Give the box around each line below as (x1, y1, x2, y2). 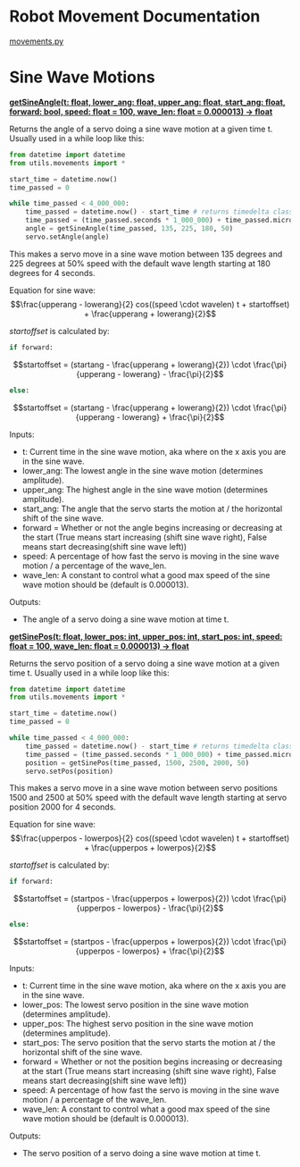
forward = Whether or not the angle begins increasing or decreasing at (21, 522, 283, 533)
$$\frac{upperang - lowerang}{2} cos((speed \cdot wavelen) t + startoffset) (10, 298, 290, 309)
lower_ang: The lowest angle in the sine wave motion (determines (21, 465, 263, 475)
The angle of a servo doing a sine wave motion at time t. (21, 614, 229, 625)
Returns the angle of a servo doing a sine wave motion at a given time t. (9, 123, 273, 134)
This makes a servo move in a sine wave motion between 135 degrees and (9, 248, 283, 259)
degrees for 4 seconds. (9, 267, 96, 278)
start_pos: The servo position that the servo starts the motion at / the (21, 1037, 276, 1048)
